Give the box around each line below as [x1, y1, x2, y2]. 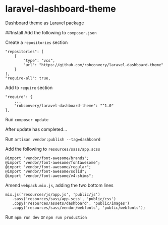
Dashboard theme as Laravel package [5, 20, 84, 26]
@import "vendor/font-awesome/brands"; [5, 155, 89, 161]
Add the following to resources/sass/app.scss [5, 146, 100, 152]
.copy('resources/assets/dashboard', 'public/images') [12, 201, 130, 206]
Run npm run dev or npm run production [5, 214, 87, 220]
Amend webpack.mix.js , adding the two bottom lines [5, 182, 114, 188]
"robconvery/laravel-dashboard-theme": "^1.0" [14, 103, 114, 108]
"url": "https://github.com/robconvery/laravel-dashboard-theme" [23, 62, 164, 67]
